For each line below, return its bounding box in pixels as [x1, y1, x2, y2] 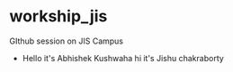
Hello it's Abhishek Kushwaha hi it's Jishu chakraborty [22, 52, 225, 63]
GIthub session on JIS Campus [9, 36, 124, 46]
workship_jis [9, 6, 108, 27]
